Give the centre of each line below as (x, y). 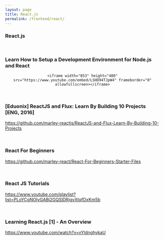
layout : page (18, 10)
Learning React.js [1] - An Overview (48, 222)
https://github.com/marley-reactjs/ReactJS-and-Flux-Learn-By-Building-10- (82, 123)
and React (17, 65)
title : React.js (22, 14)
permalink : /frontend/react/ (35, 19)
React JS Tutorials (27, 183)
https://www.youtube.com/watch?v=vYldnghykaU (55, 233)
